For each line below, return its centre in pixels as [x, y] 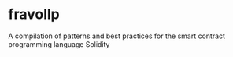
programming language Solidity [59, 44]
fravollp [34, 14]
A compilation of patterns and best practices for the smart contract [117, 36]
